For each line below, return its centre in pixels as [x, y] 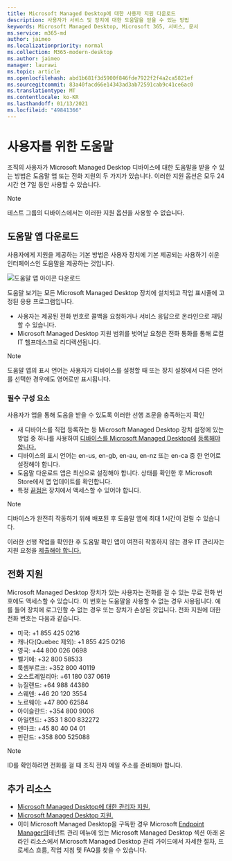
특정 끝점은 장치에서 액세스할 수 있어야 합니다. [79, 490]
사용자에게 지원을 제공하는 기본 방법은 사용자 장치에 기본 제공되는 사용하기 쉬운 [114, 254]
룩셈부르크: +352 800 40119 [56, 667]
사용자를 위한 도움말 [61, 147]
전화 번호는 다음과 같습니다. [44, 618]
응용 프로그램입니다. [47, 301]
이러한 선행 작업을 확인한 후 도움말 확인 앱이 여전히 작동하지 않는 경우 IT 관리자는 [116, 542]
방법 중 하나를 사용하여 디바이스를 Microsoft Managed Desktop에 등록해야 [119, 438]
